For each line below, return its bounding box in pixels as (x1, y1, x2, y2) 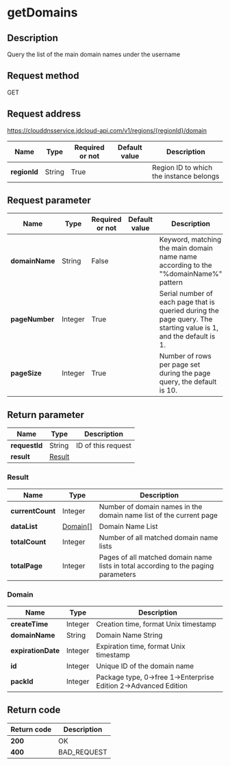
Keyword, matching (159, 235, 222, 245)
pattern (159, 277, 183, 287)
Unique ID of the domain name (95, 661, 194, 671)
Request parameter (7, 195, 91, 206)
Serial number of (159, 289, 214, 299)
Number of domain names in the (99, 502, 203, 511)
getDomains (7, 5, 78, 21)
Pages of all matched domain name (99, 552, 212, 562)
